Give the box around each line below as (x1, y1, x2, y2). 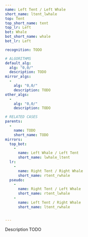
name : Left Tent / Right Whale (17, 200, 81, 205)
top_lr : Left (5, 25, 31, 30)
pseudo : (9, 177, 25, 182)
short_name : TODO (14, 132, 49, 137)
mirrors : (5, 137, 23, 142)
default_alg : (5, 61, 31, 65)
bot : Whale (5, 30, 27, 34)
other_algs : (5, 92, 29, 97)
